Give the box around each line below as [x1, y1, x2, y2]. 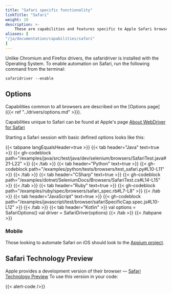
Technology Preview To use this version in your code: [5, 273, 118, 280]
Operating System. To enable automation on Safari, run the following [5, 60, 150, 67]
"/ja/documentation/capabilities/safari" [5, 36, 95, 42]
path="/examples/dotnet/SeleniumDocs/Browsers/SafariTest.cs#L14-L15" [5, 177, 161, 183]
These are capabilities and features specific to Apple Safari [14, 27, 153, 32]
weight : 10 [5, 17, 29, 22]
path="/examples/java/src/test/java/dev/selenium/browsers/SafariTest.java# [5, 155, 166, 161]
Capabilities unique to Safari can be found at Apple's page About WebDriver [5, 119, 166, 125]
